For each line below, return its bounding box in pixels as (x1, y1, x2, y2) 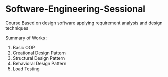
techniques (5, 25, 29, 31)
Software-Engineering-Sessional (5, 3, 146, 15)
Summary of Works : (5, 35, 48, 41)
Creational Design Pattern (12, 50, 66, 56)
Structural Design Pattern (12, 55, 65, 61)
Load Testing (12, 66, 40, 72)
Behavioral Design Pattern (12, 60, 67, 66)
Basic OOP (12, 44, 35, 50)
